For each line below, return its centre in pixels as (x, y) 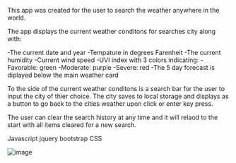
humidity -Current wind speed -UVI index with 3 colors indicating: (103, 60)
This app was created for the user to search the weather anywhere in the (113, 10)
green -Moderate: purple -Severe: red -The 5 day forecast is (127, 67)
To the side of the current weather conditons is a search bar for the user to (116, 89)
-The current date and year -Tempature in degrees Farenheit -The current (114, 53)
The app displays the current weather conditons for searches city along (112, 31)
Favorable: (23, 67)
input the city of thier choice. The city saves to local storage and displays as (118, 96)
